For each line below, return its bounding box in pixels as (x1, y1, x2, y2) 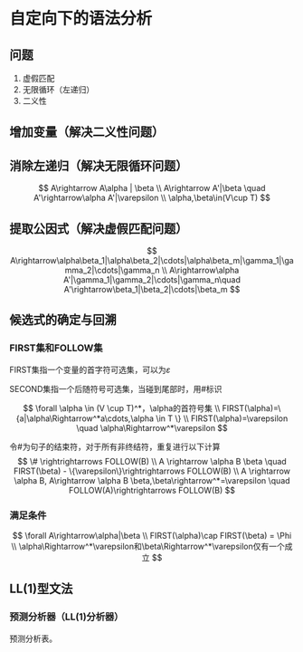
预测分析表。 (9, 633, 57, 644)
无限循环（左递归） (22, 84, 95, 95)
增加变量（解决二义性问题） (9, 124, 165, 140)
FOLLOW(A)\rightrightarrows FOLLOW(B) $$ (69, 484, 235, 495)
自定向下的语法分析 (9, 8, 153, 29)
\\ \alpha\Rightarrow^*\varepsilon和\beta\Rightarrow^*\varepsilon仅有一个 (11, 541, 285, 551)
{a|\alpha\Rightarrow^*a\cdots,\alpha (15, 413, 155, 424)
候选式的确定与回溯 (9, 312, 117, 328)
